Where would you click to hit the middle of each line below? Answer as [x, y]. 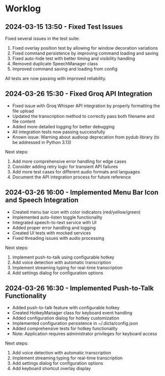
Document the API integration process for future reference [72, 177]
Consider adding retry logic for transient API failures [65, 166]
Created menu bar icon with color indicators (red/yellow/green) [76, 212]
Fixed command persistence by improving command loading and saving [85, 53]
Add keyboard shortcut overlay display [51, 369]
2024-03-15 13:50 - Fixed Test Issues [64, 27]
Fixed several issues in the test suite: [42, 38]
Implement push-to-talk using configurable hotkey [63, 257]
